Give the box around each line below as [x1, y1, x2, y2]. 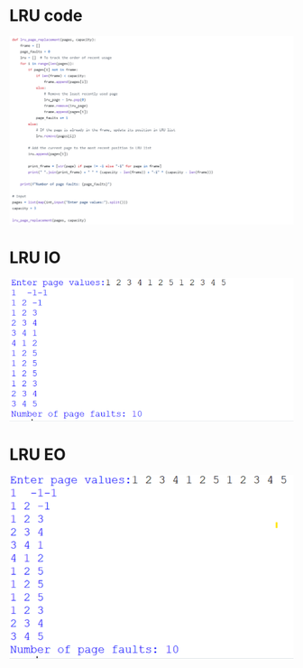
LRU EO [9, 444, 66, 465]
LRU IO [9, 247, 61, 268]
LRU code [9, 5, 83, 26]
